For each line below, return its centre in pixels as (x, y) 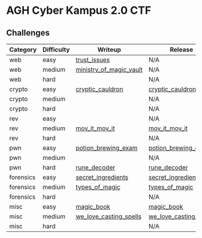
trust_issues (93, 60)
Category (23, 50)
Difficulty (56, 50)
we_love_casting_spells (109, 216)
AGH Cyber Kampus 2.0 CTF (79, 11)
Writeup (109, 50)
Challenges (28, 33)
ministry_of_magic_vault (109, 70)
